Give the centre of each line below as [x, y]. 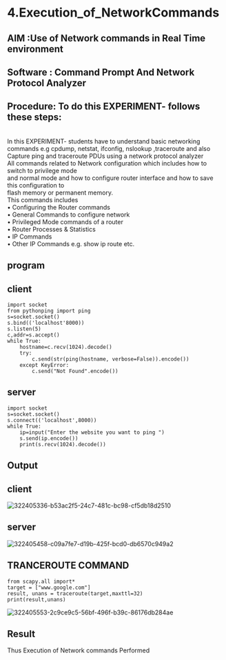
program [26, 266]
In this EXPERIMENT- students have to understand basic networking [104, 141]
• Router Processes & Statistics [52, 229]
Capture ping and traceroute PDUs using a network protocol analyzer [105, 156]
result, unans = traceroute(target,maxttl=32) [75, 593]
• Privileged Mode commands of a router [65, 221]
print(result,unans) [37, 599]
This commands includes [43, 200]
